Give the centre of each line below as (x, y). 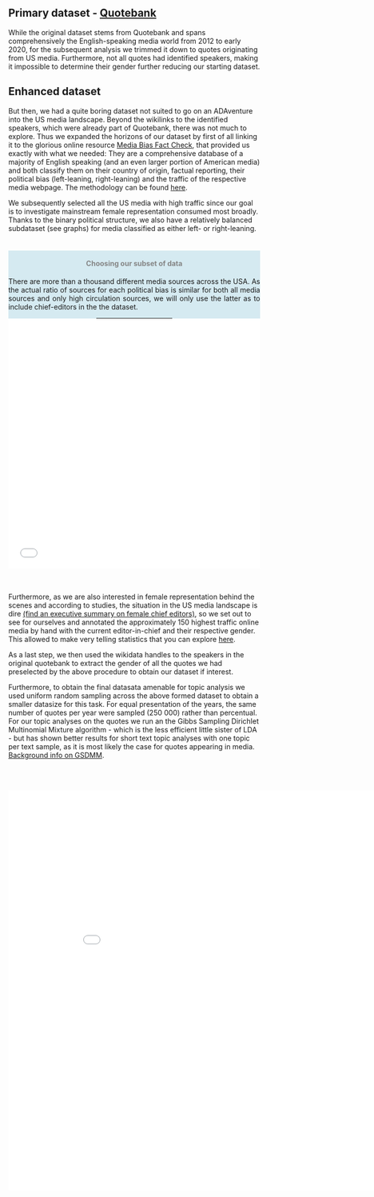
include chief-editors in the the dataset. (73, 306)
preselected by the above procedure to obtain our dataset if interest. (121, 672)
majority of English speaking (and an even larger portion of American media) (134, 162)
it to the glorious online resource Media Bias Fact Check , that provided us (129, 145)
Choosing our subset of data (134, 264)
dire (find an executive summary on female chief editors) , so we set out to (130, 613)
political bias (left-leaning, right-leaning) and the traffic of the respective (127, 178)
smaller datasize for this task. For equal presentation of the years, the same (133, 704)
